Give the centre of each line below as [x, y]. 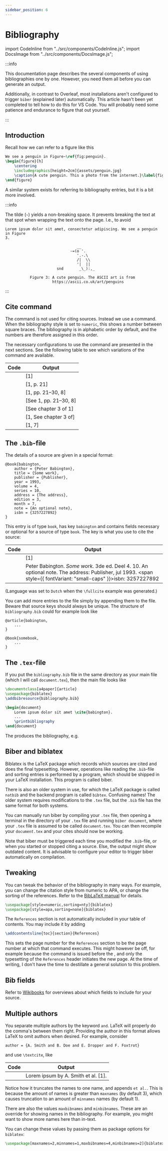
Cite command [28, 307]
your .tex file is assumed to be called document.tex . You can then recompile [83, 826]
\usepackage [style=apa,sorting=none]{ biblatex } [56, 909]
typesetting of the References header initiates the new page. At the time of [82, 959]
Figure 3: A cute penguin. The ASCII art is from [82, 277]
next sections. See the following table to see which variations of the [75, 350]
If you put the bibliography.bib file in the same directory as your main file [81, 675]
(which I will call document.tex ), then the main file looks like [66, 680]
